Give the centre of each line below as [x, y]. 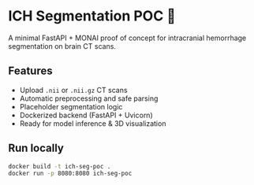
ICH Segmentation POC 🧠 [92, 16]
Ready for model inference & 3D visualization [93, 123]
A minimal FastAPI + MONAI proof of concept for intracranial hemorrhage [127, 38]
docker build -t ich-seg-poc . [60, 166]
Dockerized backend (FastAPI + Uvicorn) [86, 115]
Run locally [36, 148]
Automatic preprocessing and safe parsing [89, 98]
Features [30, 71]
